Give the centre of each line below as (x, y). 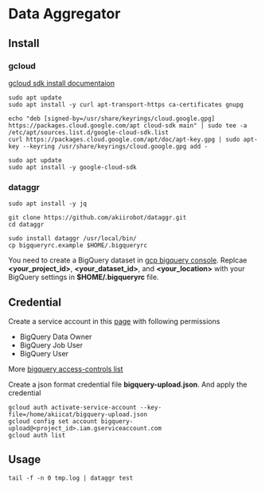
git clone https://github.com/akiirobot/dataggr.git (97, 218)
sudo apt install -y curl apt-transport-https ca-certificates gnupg (126, 104)
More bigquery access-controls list (66, 369)
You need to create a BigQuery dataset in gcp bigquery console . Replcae (128, 260)
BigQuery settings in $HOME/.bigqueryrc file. (84, 277)
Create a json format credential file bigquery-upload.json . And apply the (128, 384)
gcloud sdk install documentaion (62, 83)
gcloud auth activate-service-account (72, 407)
